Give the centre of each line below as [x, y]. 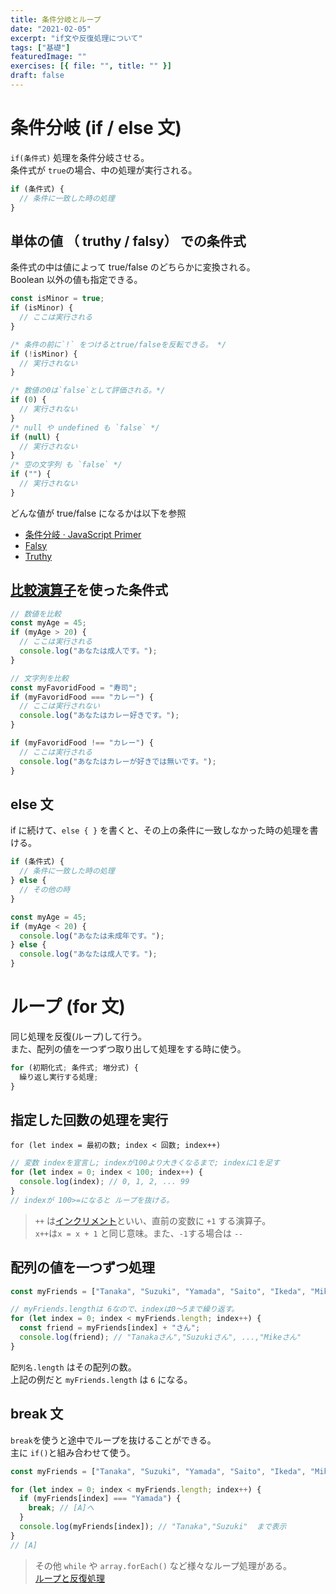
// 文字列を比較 [39, 678]
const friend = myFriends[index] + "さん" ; [110, 1328]
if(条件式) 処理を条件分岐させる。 [80, 157]
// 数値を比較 [36, 614]
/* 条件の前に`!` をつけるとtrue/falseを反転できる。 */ [118, 344]
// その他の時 [45, 890]
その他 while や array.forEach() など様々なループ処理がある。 [163, 1565]
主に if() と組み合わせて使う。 [73, 1452]
